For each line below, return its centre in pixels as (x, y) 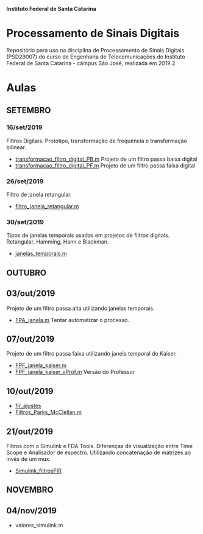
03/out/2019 (31, 294)
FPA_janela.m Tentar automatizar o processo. (72, 320)
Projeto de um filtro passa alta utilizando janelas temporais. (80, 308)
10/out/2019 (30, 391)
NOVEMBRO (30, 490)
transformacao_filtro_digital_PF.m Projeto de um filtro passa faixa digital (105, 165)
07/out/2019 (30, 339)
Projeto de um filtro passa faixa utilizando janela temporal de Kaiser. (92, 354)
